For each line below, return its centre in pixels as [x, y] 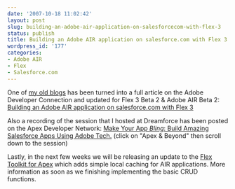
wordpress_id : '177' [38, 46]
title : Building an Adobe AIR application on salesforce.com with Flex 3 [117, 40]
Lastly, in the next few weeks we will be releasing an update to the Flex [110, 156]
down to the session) [38, 143]
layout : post [26, 20]
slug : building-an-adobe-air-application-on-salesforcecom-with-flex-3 [114, 27]
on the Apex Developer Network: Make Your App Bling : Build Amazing [108, 128]
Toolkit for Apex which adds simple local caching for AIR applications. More [116, 164]
